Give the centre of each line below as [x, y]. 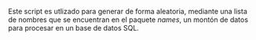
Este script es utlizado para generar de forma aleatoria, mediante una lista [128, 11]
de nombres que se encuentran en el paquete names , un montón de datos [128, 20]
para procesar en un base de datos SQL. [74, 28]
